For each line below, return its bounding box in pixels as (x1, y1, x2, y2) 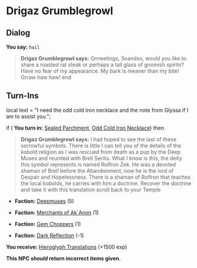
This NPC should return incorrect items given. (6, 254, 121, 261)
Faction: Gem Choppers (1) (14, 220, 81, 227)
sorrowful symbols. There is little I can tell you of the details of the (20, 142, 182, 149)
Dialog (6, 28, 31, 38)
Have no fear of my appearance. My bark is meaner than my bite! (20, 67, 179, 75)
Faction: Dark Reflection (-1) (14, 232, 84, 239)
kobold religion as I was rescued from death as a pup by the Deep (20, 148, 181, 155)
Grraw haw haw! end (20, 74, 72, 80)
